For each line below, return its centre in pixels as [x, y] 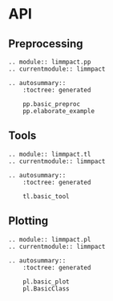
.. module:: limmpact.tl [50, 154]
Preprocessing [46, 44]
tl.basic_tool [46, 196]
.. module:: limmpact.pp [50, 62]
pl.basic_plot [46, 282]
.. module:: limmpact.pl [50, 239]
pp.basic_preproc [52, 104]
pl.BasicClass [46, 289]
